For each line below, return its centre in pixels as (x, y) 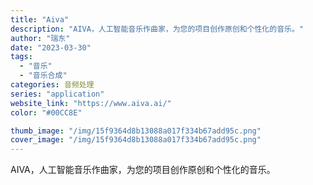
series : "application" (57, 94)
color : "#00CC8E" (46, 112)
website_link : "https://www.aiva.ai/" (91, 103)
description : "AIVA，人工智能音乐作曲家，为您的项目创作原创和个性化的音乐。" (157, 29)
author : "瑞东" (40, 38)
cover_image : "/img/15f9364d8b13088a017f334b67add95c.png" (136, 140)
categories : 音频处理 (52, 85)
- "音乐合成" (43, 76)
